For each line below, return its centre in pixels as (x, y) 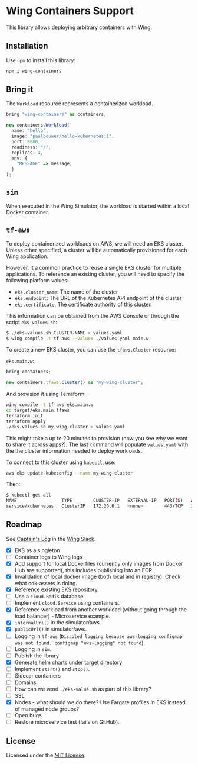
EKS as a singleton (37, 550)
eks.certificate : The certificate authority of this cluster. (83, 304)
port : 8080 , (26, 141)
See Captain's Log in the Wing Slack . (51, 539)
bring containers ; (29, 372)
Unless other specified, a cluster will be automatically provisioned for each (97, 250)
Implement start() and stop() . (52, 669)
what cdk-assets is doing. (46, 584)
